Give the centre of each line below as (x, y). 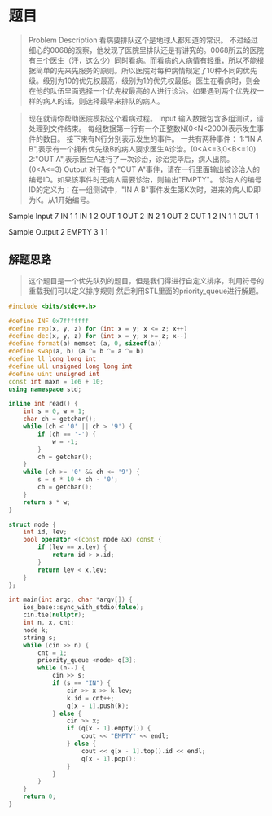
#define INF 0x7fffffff (49, 321)
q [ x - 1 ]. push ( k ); (98, 706)
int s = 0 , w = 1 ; (54, 411)
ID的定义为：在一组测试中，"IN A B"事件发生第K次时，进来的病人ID (141, 189)
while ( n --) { (61, 668)
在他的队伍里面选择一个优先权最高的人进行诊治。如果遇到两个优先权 (143, 90)
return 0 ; (40, 797)
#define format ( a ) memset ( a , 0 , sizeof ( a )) (85, 344)
